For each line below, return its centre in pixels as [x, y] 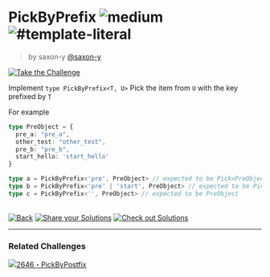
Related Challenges [47, 246]
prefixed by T [30, 96]
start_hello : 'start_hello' [63, 157]
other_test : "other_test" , [61, 142]
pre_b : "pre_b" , [43, 149]
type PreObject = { [41, 126]
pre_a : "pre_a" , [43, 134]
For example [29, 112]
